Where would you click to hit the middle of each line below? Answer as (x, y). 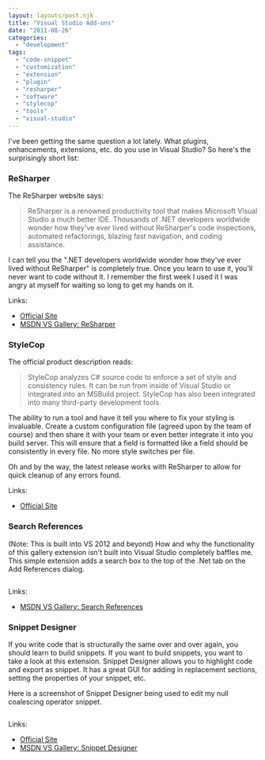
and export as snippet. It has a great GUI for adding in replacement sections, (132, 670)
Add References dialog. (46, 569)
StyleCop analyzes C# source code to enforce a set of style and (132, 378)
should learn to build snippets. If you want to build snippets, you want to (125, 653)
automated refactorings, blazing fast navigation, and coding (125, 236)
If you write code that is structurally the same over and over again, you (123, 644)
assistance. (46, 245)
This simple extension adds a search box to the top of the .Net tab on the (127, 560)
